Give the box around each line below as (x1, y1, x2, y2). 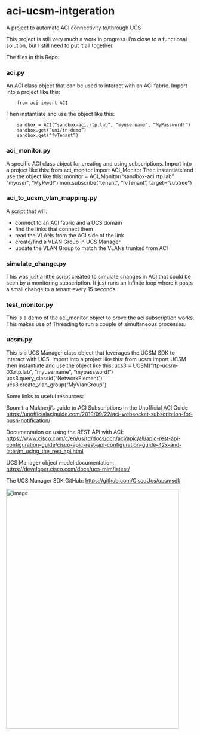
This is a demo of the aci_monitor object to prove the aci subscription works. (6, 314, 195, 321)
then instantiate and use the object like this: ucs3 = (6, 362, 132, 369)
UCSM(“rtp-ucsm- (133, 362, 179, 369)
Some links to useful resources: (6, 392, 84, 399)
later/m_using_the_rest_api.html (6, 447, 84, 455)
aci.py (6, 68, 25, 77)
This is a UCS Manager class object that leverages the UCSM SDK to (6, 349, 175, 356)
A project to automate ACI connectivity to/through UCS (6, 24, 141, 31)
